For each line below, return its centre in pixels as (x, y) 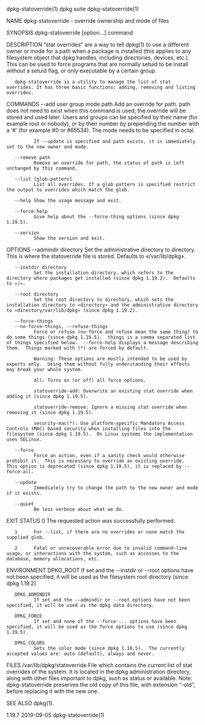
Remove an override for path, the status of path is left (109, 163)
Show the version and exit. (69, 238)
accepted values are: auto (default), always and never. (80, 654)
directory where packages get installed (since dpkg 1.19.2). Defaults (101, 278)
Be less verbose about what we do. (79, 509)
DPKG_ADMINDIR (32, 595)
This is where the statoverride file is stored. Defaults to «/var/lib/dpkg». (96, 256)
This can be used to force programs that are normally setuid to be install (97, 64)
